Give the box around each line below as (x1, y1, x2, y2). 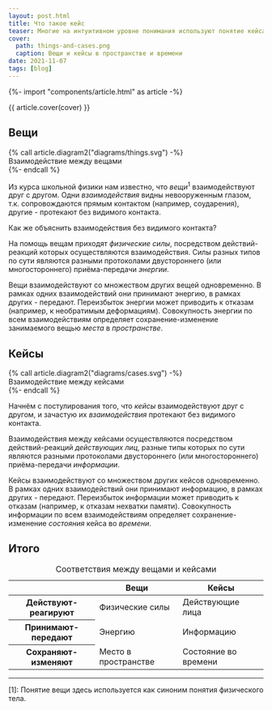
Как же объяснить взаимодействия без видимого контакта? (8, 223, 217, 233)
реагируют (29, 606, 74, 618)
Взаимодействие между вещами (8, 155, 123, 166)
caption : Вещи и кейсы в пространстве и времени (15, 49, 183, 57)
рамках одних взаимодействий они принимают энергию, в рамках (8, 289, 241, 299)
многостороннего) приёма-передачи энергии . (8, 265, 170, 274)
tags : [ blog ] (8, 65, 53, 73)
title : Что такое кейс (8, 19, 85, 28)
